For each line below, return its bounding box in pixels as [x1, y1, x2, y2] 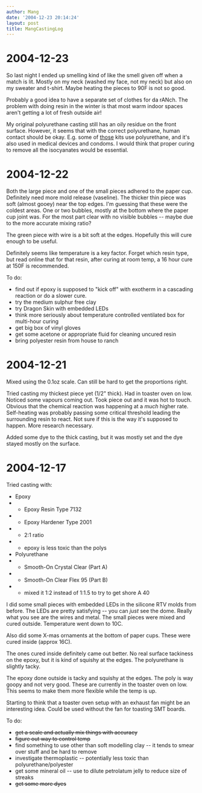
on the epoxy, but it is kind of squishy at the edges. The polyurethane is [6, 657, 184, 663]
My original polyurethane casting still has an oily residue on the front [6, 121, 177, 128]
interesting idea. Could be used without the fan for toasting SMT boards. [6, 705, 186, 713]
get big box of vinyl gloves [14, 324, 81, 332]
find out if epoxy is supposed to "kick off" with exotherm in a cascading [14, 286, 194, 293]
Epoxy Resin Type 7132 [24, 506, 82, 513]
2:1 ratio [24, 531, 44, 538]
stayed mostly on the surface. [6, 440, 80, 448]
